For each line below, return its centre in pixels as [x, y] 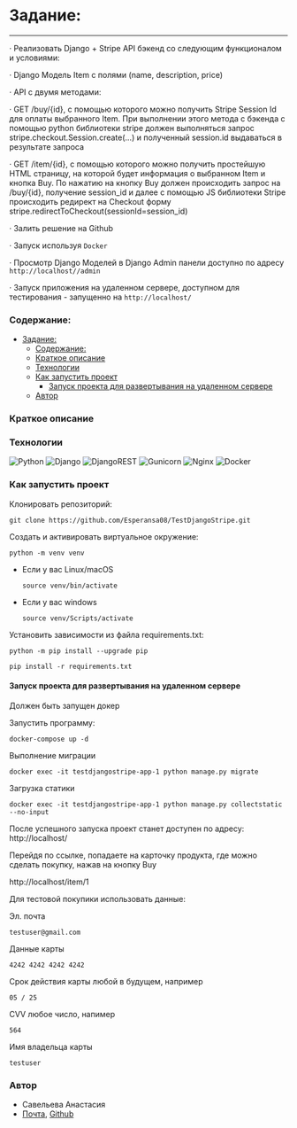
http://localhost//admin [55, 271]
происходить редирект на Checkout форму [90, 201]
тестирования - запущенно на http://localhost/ [100, 297]
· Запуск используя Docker [58, 245]
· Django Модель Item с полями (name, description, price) [116, 74]
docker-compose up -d [49, 739]
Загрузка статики [42, 788]
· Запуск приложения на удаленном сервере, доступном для [125, 287]
